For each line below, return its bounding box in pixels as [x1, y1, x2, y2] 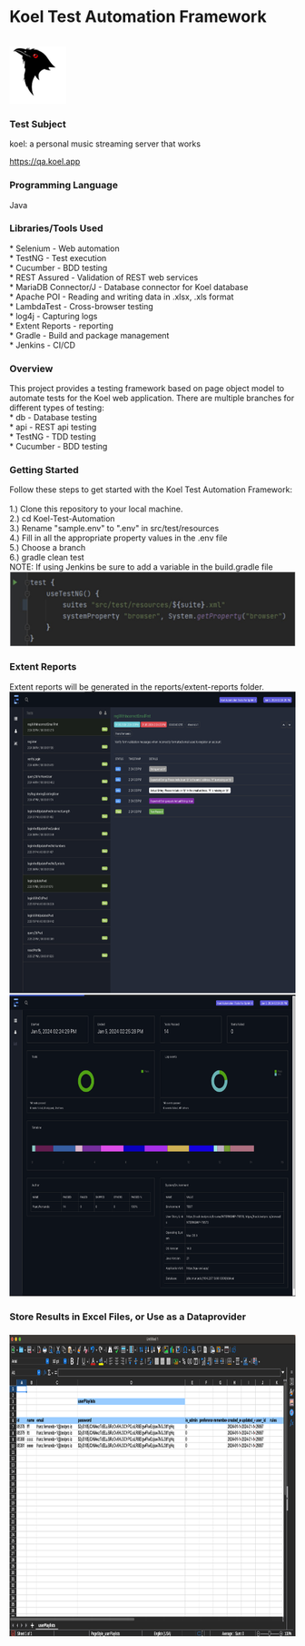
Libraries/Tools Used [9, 222, 103, 235]
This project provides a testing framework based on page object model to [9, 383, 284, 394]
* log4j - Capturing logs [9, 310, 98, 321]
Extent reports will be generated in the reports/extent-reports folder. [9, 681, 265, 692]
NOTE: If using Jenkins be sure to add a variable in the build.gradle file [9, 561, 274, 572]
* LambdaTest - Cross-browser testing [9, 300, 154, 311]
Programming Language [9, 179, 118, 192]
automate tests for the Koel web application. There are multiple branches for [9, 393, 295, 404]
